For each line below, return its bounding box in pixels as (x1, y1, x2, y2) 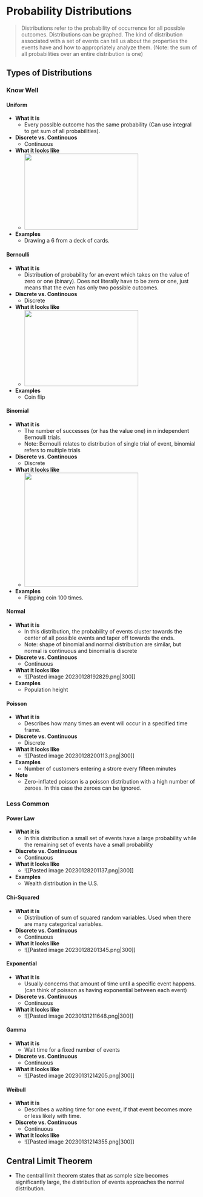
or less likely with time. (24, 1112, 82, 1120)
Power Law (6, 815, 35, 822)
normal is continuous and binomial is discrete (24, 647, 138, 655)
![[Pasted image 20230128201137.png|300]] (24, 867, 134, 874)
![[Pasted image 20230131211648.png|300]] (24, 1012, 134, 1019)
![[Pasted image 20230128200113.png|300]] (24, 752, 135, 759)
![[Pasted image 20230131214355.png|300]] (24, 1138, 135, 1145)
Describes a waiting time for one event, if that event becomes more (24, 1106, 193, 1113)
